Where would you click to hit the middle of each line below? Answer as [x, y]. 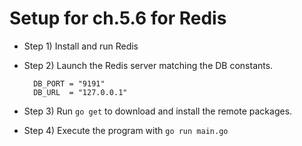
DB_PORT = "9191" [69, 83]
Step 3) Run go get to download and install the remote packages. [158, 111]
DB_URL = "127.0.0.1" [80, 92]
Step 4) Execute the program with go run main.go [126, 130]
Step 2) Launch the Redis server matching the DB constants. [148, 65]
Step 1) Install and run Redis [81, 46]
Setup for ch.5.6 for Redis [118, 18]
